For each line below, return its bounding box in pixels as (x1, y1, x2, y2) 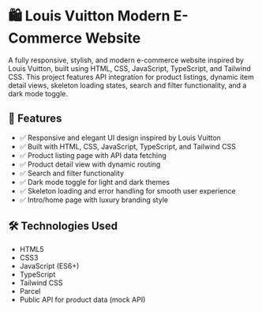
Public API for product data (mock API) (19, 295, 146, 304)
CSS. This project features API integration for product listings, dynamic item (8, 72, 255, 81)
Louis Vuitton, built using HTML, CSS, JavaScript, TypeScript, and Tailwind (8, 63, 251, 73)
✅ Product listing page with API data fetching (19, 150, 167, 160)
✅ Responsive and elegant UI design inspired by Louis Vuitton (19, 133, 221, 142)
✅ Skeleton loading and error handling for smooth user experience (19, 186, 236, 195)
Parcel (19, 286, 41, 295)
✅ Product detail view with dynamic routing (19, 160, 161, 169)
